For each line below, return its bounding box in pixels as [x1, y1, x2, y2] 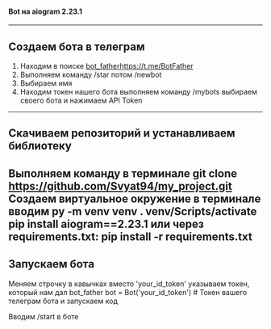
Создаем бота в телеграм [8, 40, 145, 53]
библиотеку [8, 139, 73, 153]
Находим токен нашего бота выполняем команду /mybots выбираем [19, 87, 258, 97]
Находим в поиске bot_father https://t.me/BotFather [19, 61, 194, 71]
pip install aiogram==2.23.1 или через [8, 217, 204, 230]
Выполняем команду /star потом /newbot [19, 70, 162, 80]
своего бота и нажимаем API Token [19, 95, 143, 105]
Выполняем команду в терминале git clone [8, 167, 238, 180]
